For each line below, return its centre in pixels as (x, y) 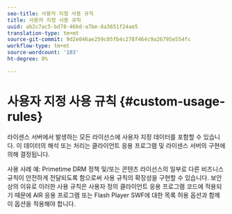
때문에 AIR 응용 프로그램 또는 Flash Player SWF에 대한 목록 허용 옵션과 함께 (117, 195)
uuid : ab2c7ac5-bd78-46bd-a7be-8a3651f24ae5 (73, 26)
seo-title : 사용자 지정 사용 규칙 (50, 14)
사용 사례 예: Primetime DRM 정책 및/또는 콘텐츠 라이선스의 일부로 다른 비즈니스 (116, 169)
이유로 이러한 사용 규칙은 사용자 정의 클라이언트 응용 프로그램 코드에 (111, 186)
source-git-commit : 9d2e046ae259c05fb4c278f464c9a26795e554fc (99, 40)
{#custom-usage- (172, 101)
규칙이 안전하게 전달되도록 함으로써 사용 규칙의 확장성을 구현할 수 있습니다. (108, 177)
